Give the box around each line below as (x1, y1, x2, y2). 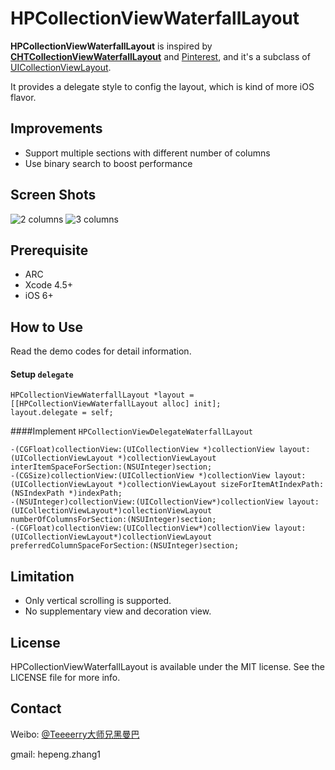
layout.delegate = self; (10, 408, 114, 418)
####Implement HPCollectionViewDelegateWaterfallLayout (10, 425, 254, 437)
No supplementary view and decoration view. (24, 605, 212, 617)
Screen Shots (10, 187, 97, 204)
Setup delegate (10, 368, 74, 380)
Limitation (10, 568, 75, 585)
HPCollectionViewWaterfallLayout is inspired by (10, 40, 213, 52)
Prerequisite (10, 242, 89, 259)
